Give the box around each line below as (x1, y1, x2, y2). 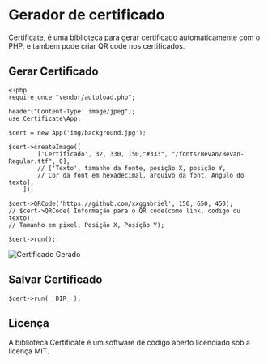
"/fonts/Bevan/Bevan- (171, 150, 245, 158)
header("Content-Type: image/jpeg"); (8, 107, 136, 115)
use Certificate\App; (8, 114, 82, 122)
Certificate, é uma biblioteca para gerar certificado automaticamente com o (8, 32, 261, 42)
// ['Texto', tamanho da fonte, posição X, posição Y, (37, 164, 227, 172)
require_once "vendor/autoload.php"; (8, 93, 136, 101)
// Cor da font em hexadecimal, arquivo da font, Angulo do (37, 171, 245, 179)
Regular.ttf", (8, 156, 57, 165)
